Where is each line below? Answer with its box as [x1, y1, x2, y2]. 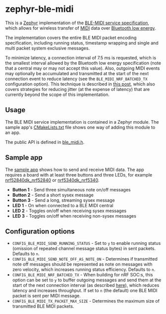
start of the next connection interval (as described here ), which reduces [12, 282, 160, 288]
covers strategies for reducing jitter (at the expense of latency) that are [5, 86, 150, 92]
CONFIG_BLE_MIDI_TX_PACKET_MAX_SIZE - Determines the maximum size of [12, 298, 160, 304]
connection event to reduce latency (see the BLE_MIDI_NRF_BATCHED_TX [5, 76, 148, 82]
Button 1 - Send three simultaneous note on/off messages [12, 186, 131, 192]
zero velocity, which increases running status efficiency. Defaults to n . [12, 267, 156, 272]
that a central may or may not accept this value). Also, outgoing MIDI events [5, 65, 160, 71]
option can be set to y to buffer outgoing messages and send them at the [12, 277, 162, 283]
